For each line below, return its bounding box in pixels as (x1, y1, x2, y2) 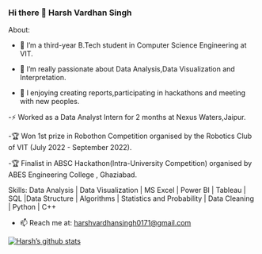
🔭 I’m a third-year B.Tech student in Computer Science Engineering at (19, 40, 247, 50)
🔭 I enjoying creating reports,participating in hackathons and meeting (19, 88, 246, 98)
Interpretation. (19, 73, 66, 83)
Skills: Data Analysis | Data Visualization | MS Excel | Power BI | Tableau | (8, 186, 247, 195)
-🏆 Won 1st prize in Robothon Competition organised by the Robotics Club (8, 131, 253, 141)
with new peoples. (19, 97, 80, 106)
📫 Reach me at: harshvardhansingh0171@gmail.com (19, 218, 192, 228)
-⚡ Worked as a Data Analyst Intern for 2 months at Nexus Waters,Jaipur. (8, 113, 247, 122)
